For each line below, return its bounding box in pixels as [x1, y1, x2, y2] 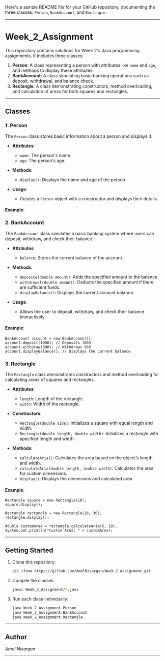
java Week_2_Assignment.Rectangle [12, 615, 83, 620]
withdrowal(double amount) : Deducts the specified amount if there [19, 279, 154, 285]
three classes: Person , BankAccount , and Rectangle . [5, 9, 107, 15]
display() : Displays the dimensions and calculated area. [19, 476, 134, 482]
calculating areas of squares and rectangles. [5, 377, 95, 383]
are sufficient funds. [19, 284, 60, 290]
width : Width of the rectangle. [19, 401, 80, 407]
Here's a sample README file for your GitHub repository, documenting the [5, 4, 156, 10]
